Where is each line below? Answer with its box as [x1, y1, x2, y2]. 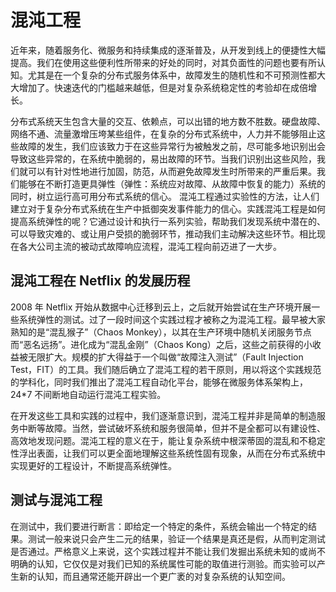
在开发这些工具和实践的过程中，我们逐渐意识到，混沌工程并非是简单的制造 [10, 409, 317, 421]
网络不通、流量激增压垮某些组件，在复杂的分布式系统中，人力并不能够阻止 [10, 127, 317, 140]
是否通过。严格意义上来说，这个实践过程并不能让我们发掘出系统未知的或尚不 [10, 545, 326, 557]
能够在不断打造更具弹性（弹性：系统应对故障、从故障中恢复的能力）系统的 [18, 177, 326, 190]
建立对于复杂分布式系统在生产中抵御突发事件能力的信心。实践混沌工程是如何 [10, 202, 326, 215]
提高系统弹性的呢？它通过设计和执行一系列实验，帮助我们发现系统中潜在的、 [10, 215, 326, 227]
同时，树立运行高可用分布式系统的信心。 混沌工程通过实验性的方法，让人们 [10, 190, 320, 202]
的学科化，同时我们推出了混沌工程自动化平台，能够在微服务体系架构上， [10, 376, 308, 388]
